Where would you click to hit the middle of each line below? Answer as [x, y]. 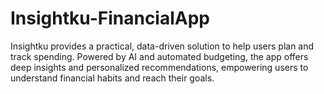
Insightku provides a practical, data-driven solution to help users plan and [162, 46]
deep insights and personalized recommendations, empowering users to [159, 67]
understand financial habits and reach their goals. [112, 78]
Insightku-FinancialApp [110, 18]
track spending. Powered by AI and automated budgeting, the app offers [159, 56]
